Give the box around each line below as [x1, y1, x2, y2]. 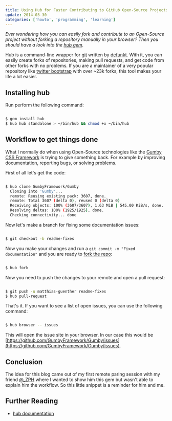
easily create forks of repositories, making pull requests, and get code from [5, 57, 165, 63]
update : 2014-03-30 [5, 12, 47, 17]
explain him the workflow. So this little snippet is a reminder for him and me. [5, 382, 165, 388]
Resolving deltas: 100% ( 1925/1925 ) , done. [10, 208, 104, 213]
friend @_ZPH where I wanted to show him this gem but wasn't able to [5, 376, 154, 383]
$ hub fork [5, 265, 29, 270]
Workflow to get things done [5, 135, 98, 144]
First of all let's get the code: [5, 169, 66, 175]
